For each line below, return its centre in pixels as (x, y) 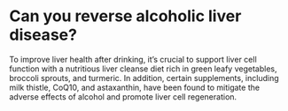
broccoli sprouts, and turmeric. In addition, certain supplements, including (144, 78)
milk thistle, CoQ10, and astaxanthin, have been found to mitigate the (134, 87)
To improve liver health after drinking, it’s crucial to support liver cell (133, 59)
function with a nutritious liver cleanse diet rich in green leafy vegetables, (143, 69)
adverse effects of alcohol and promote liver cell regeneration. (123, 96)
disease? (43, 35)
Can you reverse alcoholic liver (125, 16)
